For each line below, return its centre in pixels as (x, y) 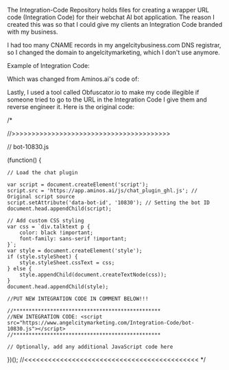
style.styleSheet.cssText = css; (67, 263)
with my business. (33, 32)
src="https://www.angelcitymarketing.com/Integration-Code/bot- (101, 323)
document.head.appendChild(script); (59, 209)
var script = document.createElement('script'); (78, 185)
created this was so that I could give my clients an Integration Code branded (115, 24)
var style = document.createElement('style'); (75, 251)
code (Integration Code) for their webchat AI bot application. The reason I (111, 17)
